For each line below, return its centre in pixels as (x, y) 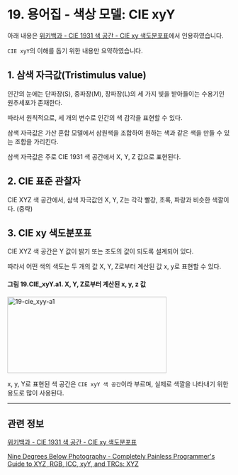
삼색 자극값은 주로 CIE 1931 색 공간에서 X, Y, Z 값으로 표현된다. (94, 156)
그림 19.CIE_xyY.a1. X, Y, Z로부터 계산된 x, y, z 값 (77, 284)
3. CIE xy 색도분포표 (50, 233)
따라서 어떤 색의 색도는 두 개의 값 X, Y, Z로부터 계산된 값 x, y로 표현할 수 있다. (114, 266)
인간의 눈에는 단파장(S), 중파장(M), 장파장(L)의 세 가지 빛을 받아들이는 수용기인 (116, 94)
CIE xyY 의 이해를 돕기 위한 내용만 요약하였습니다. (75, 50)
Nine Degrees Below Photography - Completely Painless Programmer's (111, 457)
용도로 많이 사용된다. (36, 393)
